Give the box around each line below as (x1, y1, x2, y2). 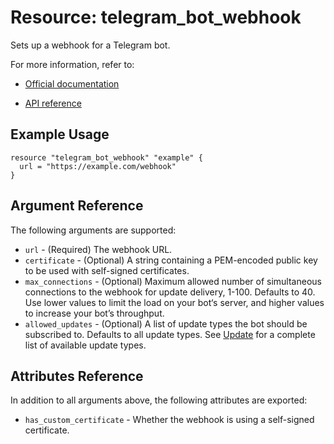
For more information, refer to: (10, 58, 135, 70)
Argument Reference (10, 197, 144, 215)
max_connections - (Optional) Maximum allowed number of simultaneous (24, 275, 322, 287)
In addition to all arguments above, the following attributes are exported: (10, 394, 308, 406)
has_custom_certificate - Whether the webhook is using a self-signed (24, 414, 315, 426)
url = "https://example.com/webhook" (19, 161, 177, 171)
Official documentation (24, 77, 120, 90)
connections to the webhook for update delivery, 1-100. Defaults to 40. (24, 286, 316, 298)
